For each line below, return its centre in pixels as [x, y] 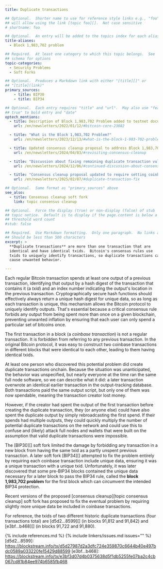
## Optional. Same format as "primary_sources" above [62, 188]
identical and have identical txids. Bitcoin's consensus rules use [81, 251]
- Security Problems [30, 68]
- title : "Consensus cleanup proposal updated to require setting [78, 175]
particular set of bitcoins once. [36, 325]
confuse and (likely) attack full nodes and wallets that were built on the [76, 431]
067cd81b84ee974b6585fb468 [36, 562]
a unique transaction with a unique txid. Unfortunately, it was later [71, 466]
